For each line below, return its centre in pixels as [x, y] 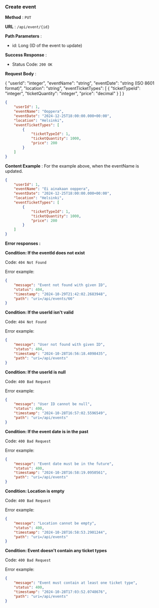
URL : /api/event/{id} [27, 27]
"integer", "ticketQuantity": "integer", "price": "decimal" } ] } [65, 94]
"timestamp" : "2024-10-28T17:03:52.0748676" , [61, 592]
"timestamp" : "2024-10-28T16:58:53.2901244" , [61, 532]
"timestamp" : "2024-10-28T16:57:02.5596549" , [61, 413]
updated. [14, 171]
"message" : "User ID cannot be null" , [53, 404]
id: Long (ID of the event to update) [47, 46]
